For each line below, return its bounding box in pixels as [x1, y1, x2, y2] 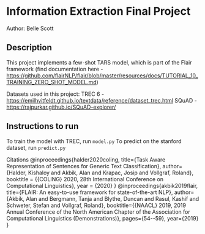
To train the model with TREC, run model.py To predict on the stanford [6, 137, 182, 145]
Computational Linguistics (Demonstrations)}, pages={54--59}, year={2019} [6, 214, 199, 222]
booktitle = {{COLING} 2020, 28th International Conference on [6, 175, 164, 182]
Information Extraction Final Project [6, 4, 191, 18]
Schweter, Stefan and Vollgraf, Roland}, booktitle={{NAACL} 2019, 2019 [6, 201, 187, 209]
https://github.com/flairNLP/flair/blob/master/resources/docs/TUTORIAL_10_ [6, 72, 198, 79]
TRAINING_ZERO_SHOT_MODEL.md [6, 78, 97, 85]
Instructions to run [6, 121, 79, 131]
